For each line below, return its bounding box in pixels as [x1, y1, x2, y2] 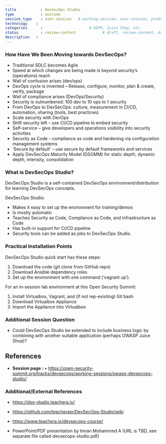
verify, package [12, 88, 44, 94]
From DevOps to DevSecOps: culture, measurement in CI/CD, [12, 104, 137, 110]
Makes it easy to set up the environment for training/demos [12, 204, 133, 210]
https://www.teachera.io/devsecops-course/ [12, 418, 103, 424]
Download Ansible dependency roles [12, 269, 87, 275]
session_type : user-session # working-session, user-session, [5, 16, 149, 21]
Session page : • [12, 365, 47, 371]
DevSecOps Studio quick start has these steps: [5, 254, 101, 260]
